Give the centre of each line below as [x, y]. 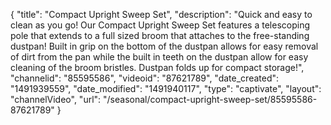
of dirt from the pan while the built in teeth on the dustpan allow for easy [159, 57]
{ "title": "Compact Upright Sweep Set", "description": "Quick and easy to [161, 14]
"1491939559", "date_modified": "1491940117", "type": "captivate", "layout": [166, 88]
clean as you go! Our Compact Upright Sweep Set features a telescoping [160, 25]
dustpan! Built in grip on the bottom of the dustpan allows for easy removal [164, 46]
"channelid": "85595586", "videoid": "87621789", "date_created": [145, 78]
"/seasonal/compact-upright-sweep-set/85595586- [210, 99]
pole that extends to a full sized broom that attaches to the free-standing [160, 35]
